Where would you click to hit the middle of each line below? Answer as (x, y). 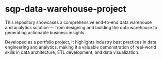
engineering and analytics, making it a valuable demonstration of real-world (81, 47)
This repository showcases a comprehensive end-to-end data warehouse (78, 22)
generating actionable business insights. (45, 32)
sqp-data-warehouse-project (66, 9)
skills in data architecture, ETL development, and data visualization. (72, 52)
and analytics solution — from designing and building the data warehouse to (81, 27)
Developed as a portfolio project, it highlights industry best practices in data (81, 42)
